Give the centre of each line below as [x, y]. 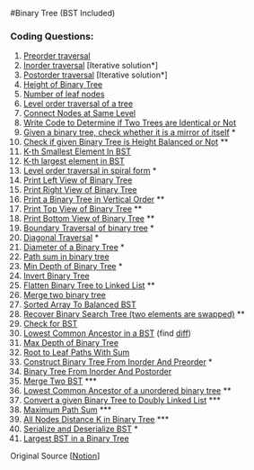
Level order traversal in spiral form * [90, 171]
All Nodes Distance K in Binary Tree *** [96, 420]
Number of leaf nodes [64, 95]
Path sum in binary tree [66, 257]
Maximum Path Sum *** [67, 410]
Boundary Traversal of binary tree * [89, 228]
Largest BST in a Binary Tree [76, 438]
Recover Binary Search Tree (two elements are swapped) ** [134, 314]
